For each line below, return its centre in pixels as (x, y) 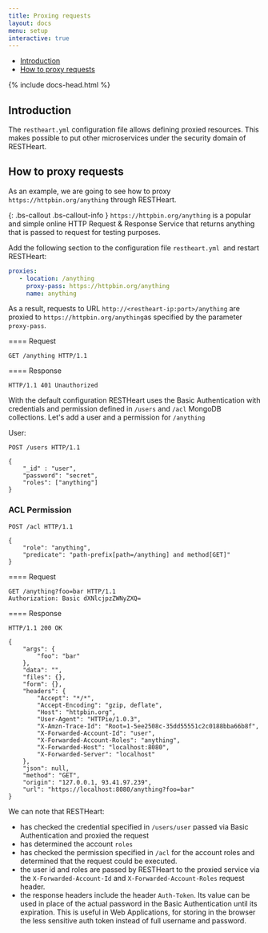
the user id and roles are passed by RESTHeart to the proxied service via (140, 869)
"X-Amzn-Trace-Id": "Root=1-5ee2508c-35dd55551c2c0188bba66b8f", (148, 726)
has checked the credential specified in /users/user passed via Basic (134, 826)
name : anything (52, 294)
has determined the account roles (76, 844)
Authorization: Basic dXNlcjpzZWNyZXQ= (75, 598)
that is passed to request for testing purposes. (85, 232)
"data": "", (42, 670)
